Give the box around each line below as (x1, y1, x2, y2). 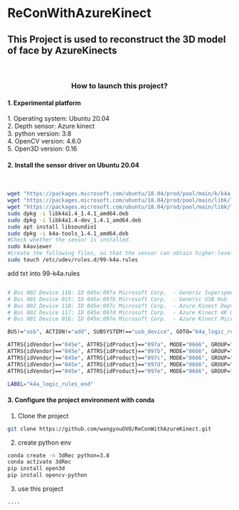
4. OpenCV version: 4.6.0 (7, 137, 82, 146)
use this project (17, 484, 64, 493)
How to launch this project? (70, 80, 169, 90)
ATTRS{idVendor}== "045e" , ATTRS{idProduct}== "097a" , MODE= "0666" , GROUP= (7, 341, 231, 349)
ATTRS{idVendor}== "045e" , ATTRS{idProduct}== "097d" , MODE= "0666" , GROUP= (7, 361, 231, 368)
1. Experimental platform (7, 98, 82, 107)
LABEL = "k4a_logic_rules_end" (7, 380, 94, 388)
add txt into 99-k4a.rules (7, 268, 80, 278)
